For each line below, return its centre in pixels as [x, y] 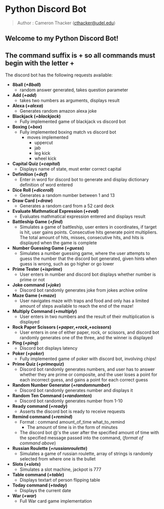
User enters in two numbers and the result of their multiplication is [87, 317]
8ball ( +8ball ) [26, 85]
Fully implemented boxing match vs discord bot [68, 132]
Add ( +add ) [24, 95]
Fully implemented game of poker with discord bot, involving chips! [88, 359]
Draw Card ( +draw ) [32, 201]
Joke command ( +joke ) [36, 285]
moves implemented [48, 137]
